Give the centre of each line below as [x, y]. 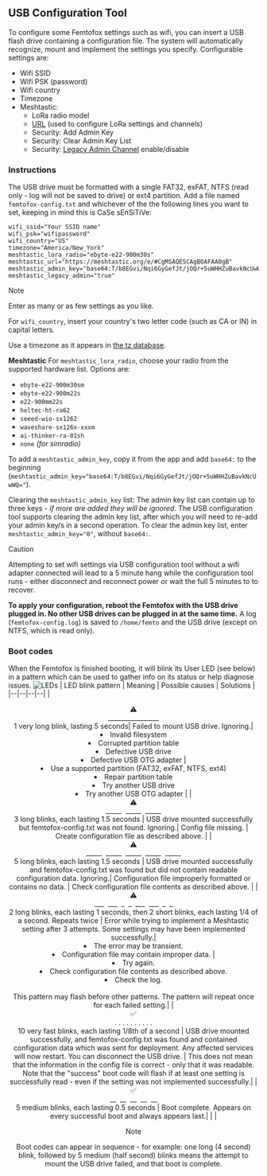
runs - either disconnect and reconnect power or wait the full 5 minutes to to [133, 582]
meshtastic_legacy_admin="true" [62, 276]
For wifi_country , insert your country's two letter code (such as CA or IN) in [132, 321]
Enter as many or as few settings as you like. [81, 306]
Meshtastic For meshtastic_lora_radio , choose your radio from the [118, 360]
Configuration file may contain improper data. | [139, 955]
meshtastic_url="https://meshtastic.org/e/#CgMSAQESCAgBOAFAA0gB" [120, 262]
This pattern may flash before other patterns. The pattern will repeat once [133, 997]
